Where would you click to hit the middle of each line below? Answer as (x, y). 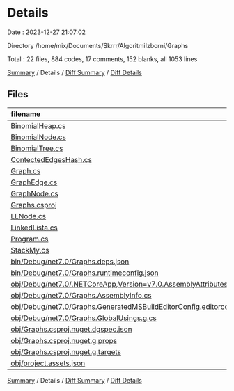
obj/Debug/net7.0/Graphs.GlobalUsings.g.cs (84, 318)
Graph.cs (26, 170)
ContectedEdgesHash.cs (52, 159)
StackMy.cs (30, 250)
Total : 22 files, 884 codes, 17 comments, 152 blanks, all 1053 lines (102, 59)
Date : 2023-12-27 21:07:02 (46, 32)
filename (26, 114)
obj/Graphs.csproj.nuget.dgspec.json (71, 329)
